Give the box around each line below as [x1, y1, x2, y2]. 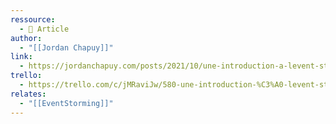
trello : [10, 71, 43, 81]
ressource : [10, 14, 56, 25]
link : [10, 52, 33, 62]
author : [10, 33, 43, 43]
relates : [10, 89, 47, 99]
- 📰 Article [19, 24, 70, 34]
